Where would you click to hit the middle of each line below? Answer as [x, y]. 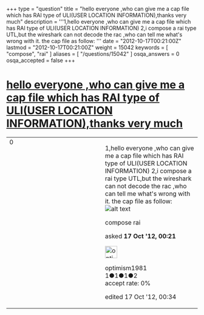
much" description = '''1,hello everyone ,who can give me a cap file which [99, 22]
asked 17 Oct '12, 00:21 [141, 236]
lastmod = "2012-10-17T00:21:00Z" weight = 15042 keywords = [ [87, 47]
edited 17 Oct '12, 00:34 [141, 297]
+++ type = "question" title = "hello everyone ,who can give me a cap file [98, 9]
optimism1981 [126, 268]
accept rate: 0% [128, 283]
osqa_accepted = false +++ [41, 60]
